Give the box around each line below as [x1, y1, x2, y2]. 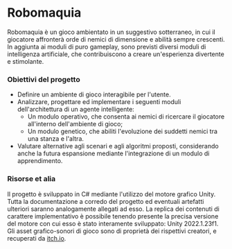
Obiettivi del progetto [7, 74, 81, 84]
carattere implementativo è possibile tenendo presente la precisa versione [7, 212, 219, 220]
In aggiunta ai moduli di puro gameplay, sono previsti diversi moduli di [7, 42, 206, 51]
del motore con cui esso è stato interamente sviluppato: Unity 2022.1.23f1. [7, 219, 219, 227]
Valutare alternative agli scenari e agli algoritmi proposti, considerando [17, 142, 220, 151]
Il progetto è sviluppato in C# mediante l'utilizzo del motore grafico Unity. [7, 189, 216, 198]
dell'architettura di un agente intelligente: [17, 105, 135, 114]
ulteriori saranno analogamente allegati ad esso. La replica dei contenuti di [7, 205, 220, 213]
